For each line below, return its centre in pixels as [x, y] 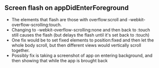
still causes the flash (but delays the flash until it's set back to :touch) [80, 35]
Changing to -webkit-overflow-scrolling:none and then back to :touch [81, 30]
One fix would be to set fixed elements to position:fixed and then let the [83, 40]
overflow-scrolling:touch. [37, 25]
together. [21, 50]
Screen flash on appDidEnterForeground [67, 8]
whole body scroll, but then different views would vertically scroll [76, 45]
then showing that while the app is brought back [59, 60]
